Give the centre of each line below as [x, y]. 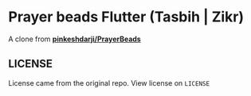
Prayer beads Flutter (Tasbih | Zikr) [126, 17]
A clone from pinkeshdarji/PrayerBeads [75, 39]
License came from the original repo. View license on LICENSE [109, 83]
